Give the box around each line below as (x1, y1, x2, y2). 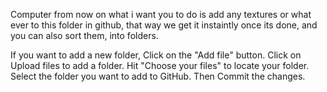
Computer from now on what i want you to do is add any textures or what (10, 9, 312, 20)
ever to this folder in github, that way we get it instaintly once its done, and (10, 19, 318, 31)
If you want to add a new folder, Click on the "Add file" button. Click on (10, 49, 302, 61)
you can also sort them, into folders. (10, 30, 159, 41)
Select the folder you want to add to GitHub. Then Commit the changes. (10, 70, 306, 82)
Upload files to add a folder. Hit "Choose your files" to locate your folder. (10, 60, 310, 71)
